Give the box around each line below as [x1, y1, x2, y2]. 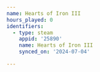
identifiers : [6, 23, 44, 29]
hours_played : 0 [6, 16, 53, 23]
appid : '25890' [19, 36, 63, 43]
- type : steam [12, 29, 53, 36]
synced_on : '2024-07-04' [19, 49, 90, 56]
